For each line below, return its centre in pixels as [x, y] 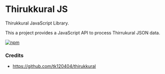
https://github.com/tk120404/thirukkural [54, 66]
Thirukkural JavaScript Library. [37, 23]
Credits [14, 55]
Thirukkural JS [36, 9]
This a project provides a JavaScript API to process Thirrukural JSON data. [83, 32]
